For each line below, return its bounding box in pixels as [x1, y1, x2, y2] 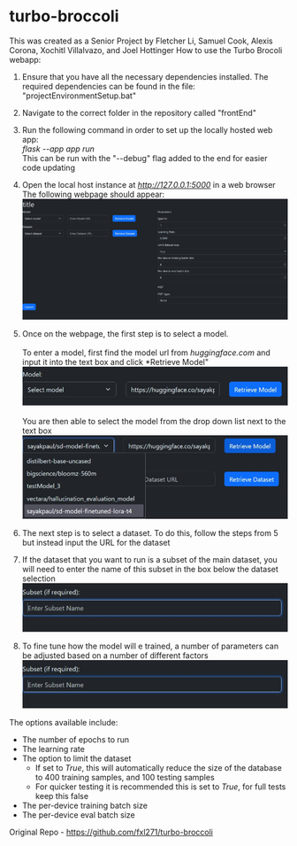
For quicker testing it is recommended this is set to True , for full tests [34, 781, 286, 792]
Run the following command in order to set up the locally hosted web [21, 124, 273, 135]
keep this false [34, 790, 89, 801]
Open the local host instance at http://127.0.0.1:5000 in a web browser [21, 179, 276, 190]
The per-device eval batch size [21, 809, 135, 820]
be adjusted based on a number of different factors [21, 649, 209, 661]
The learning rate [21, 743, 86, 754]
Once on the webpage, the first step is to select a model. [21, 329, 229, 339]
